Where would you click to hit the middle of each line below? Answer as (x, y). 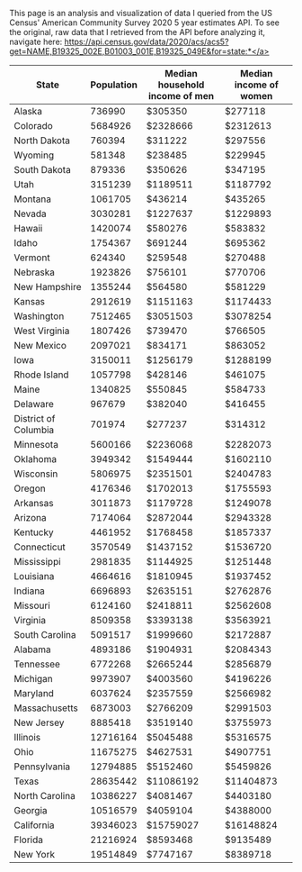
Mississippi (37, 562)
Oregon (30, 488)
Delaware (34, 404)
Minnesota (36, 445)
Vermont (32, 258)
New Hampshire (48, 287)
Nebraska (35, 272)
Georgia (31, 810)
